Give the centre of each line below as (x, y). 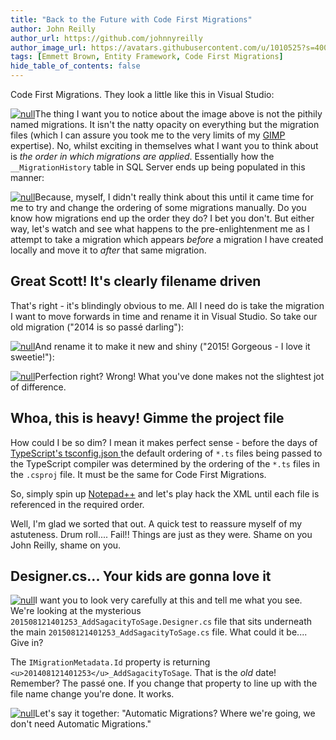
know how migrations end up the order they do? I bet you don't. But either (162, 218)
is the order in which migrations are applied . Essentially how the (142, 156)
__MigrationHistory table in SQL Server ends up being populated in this (158, 167)
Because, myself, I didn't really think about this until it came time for (174, 197)
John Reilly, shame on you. (66, 545)
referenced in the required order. (77, 504)
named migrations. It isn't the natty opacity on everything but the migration (165, 124)
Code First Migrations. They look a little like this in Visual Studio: (142, 94)
